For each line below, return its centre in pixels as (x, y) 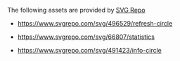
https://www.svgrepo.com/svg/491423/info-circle (89, 50)
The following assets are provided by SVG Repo (76, 10)
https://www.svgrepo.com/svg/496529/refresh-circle (95, 23)
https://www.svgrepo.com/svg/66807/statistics (86, 37)
